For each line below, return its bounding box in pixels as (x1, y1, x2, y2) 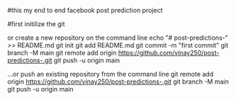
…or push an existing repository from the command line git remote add (7, 70, 214, 78)
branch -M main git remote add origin (7, 49, 117, 57)
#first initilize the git (7, 20, 65, 28)
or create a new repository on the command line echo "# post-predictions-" (7, 33, 228, 42)
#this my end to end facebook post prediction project (7, 6, 163, 14)
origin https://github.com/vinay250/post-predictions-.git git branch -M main (7, 77, 229, 86)
